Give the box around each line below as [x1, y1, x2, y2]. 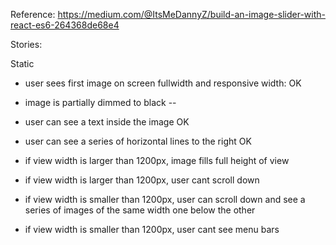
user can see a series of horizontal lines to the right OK [24, 135, 252, 147]
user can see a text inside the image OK [24, 116, 190, 128]
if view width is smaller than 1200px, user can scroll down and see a [24, 194, 306, 205]
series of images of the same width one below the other [24, 204, 256, 216]
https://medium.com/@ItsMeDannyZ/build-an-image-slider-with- [57, 9, 326, 20]
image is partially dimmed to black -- [24, 97, 177, 108]
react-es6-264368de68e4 [10, 19, 120, 31]
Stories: [10, 39, 43, 50]
